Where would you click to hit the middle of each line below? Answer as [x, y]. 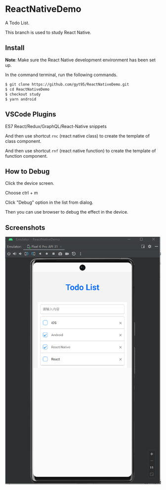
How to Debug [27, 171]
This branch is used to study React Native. [48, 32]
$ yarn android [21, 99]
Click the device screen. [30, 183]
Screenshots [25, 228]
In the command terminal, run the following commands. [61, 75]
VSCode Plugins [31, 114]
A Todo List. [17, 23]
